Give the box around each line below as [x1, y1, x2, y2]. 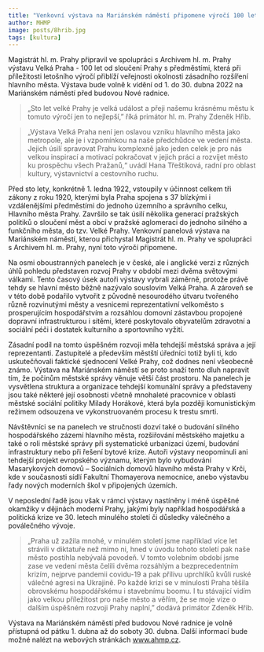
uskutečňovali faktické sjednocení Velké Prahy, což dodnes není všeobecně [8, 357, 254, 367]
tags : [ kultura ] [8, 33, 61, 42]
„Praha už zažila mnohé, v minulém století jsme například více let [27, 536, 238, 546]
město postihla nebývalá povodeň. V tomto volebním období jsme [27, 553, 240, 562]
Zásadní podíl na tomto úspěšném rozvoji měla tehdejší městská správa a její [8, 340, 256, 350]
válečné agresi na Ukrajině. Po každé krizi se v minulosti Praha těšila [27, 578, 250, 588]
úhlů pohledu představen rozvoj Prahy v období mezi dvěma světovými [8, 267, 238, 276]
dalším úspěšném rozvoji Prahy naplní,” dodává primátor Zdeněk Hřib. [27, 603, 254, 613]
